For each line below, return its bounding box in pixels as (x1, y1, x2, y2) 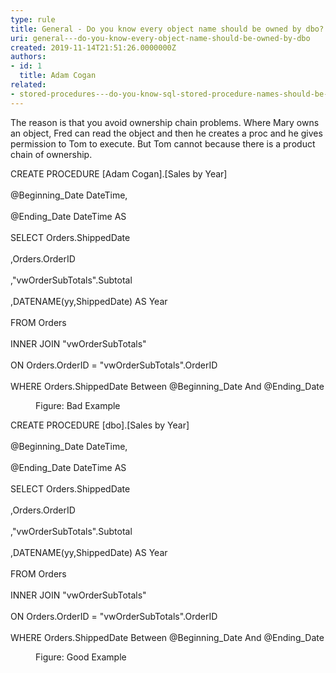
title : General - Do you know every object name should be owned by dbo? (10, 24, 325, 34)
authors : (10, 52, 47, 62)
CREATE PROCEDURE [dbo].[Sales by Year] (10, 419, 190, 431)
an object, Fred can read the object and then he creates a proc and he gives (10, 127, 323, 139)
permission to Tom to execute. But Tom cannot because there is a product (10, 137, 316, 150)
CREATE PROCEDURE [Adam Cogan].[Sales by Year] (10, 167, 228, 180)
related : (10, 80, 47, 90)
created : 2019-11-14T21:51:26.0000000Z (10, 42, 177, 53)
